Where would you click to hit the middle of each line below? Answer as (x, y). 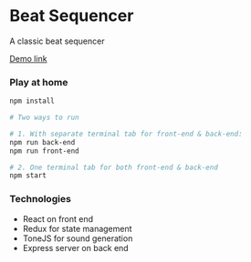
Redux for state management (77, 228)
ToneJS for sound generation (78, 238)
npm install (32, 101)
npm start (28, 176)
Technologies (40, 199)
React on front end (58, 218)
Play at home (39, 82)
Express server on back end (76, 247)
